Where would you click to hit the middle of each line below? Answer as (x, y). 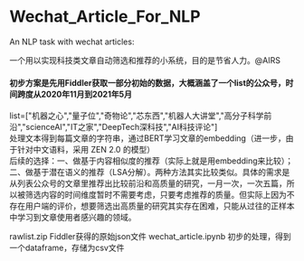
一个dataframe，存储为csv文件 (67, 248)
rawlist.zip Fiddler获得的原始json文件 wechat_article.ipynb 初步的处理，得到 (150, 237)
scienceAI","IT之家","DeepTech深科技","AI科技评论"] (122, 127)
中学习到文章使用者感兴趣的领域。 (73, 218)
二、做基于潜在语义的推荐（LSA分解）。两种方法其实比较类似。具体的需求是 (150, 172)
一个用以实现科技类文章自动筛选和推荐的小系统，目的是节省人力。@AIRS (145, 60)
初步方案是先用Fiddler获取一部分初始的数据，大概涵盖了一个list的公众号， (148, 82)
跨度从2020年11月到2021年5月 (75, 94)
